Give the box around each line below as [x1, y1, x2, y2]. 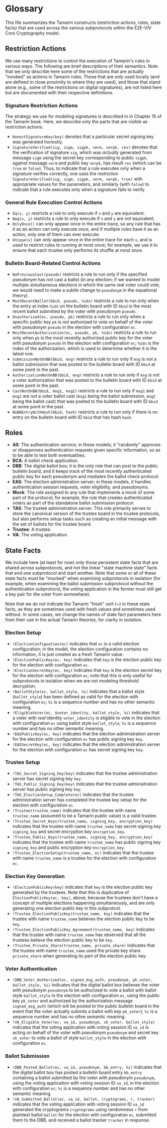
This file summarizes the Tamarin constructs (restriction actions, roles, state [5, 19, 161, 25]
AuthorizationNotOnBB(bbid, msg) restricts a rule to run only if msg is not [12, 372, 160, 378]
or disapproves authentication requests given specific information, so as [12, 447, 161, 453]
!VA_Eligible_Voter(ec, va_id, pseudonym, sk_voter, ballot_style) [12, 1020, 155, 1025]
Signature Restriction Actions [5, 102, 78, 109]
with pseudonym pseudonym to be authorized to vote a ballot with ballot [12, 987, 157, 993]
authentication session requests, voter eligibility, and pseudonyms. [12, 484, 149, 490]
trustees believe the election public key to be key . [12, 937, 113, 943]
